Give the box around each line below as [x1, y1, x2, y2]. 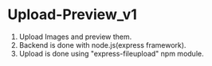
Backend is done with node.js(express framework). [18, 40, 186, 49]
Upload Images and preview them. [18, 32, 132, 41]
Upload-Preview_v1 [7, 6, 137, 24]
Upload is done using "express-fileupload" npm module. [18, 49, 204, 58]
